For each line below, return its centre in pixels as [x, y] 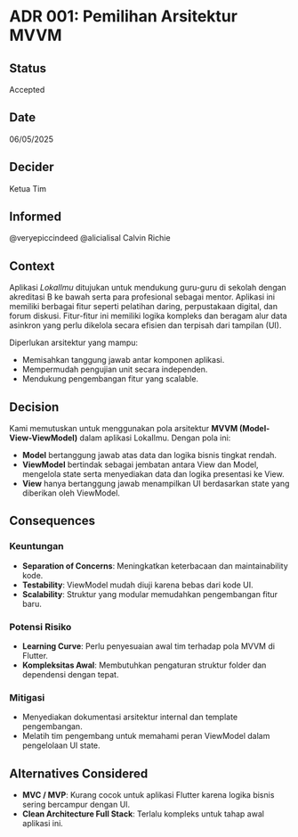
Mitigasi [27, 697]
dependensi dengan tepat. [70, 675]
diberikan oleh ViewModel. [71, 493]
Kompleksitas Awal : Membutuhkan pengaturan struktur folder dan [144, 665]
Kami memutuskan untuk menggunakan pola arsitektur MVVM [124, 429]
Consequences [52, 521]
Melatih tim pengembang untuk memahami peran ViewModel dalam [146, 736]
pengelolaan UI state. [61, 745]
